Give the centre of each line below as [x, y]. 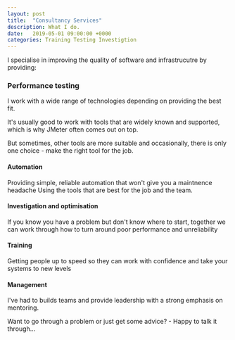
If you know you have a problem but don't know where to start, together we [117, 222]
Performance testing [43, 86]
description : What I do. [44, 27]
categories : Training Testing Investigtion [72, 40]
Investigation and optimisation [53, 206]
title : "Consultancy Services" [55, 20]
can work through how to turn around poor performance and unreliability [113, 229]
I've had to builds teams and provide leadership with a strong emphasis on [115, 301]
